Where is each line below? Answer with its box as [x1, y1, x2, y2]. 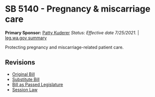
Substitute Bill [12, 76, 40, 82]
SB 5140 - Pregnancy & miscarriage [5, 3, 151, 15]
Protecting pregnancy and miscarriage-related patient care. [5, 44, 124, 50]
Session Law [12, 86, 38, 93]
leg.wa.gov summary [5, 35, 47, 41]
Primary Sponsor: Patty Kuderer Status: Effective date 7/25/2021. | [5, 30, 139, 35]
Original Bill [12, 71, 35, 77]
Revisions [5, 58, 35, 66]
